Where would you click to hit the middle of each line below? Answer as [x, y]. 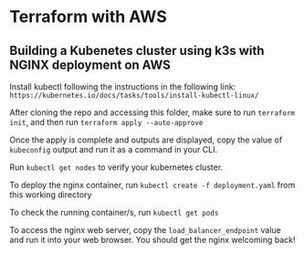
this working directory [51, 195]
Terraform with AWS [88, 17]
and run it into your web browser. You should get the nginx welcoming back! [152, 240]
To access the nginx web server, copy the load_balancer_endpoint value [145, 230]
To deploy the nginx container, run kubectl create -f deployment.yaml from [152, 185]
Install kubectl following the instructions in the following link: [123, 87]
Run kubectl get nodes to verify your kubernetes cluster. [116, 167]
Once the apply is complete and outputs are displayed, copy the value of [146, 140]
